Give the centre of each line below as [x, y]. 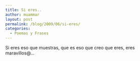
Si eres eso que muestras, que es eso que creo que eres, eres [70, 48]
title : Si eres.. [24, 10]
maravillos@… [20, 53]
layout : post [19, 19]
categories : [18, 29]
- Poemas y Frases [29, 33]
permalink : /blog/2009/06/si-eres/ [43, 24]
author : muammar [22, 15]
